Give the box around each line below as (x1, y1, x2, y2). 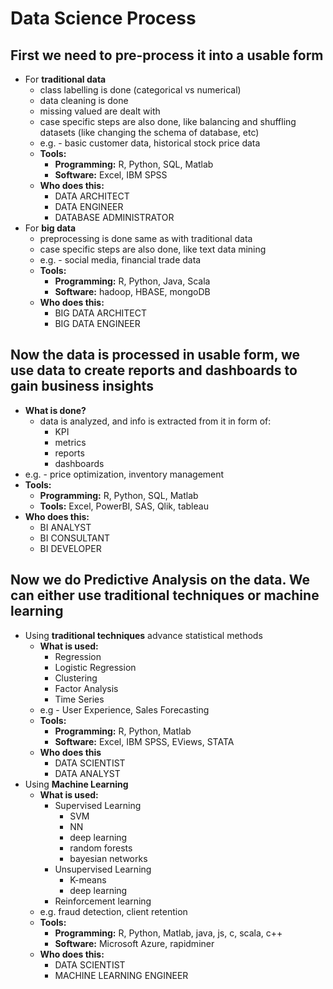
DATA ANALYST (54, 767, 121, 779)
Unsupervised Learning (54, 863, 152, 875)
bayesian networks (69, 852, 148, 864)
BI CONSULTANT (39, 532, 110, 544)
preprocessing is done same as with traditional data (39, 233, 253, 244)
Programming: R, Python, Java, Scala (54, 275, 211, 287)
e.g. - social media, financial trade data (39, 254, 202, 266)
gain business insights (10, 378, 154, 395)
